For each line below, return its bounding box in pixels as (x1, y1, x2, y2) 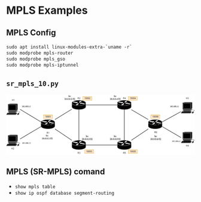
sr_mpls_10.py (6, 79, 59, 88)
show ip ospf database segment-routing (14, 190, 115, 196)
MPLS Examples (6, 4, 88, 17)
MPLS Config (6, 28, 56, 38)
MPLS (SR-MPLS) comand (6, 167, 105, 177)
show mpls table (14, 183, 56, 189)
